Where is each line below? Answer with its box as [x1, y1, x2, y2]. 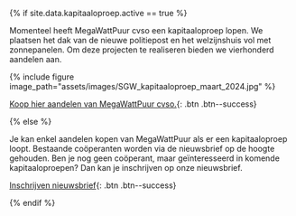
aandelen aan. [9, 54, 62, 64]
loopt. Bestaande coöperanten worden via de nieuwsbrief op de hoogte [9, 144, 275, 154]
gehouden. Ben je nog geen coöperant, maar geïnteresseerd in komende [9, 153, 280, 164]
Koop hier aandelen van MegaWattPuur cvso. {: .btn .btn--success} [9, 99, 257, 109]
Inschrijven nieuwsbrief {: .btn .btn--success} [9, 180, 177, 191]
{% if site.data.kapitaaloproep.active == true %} [9, 8, 188, 18]
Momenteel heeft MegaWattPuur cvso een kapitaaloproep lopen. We [9, 25, 264, 35]
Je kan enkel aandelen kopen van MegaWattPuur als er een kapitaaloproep [9, 134, 288, 144]
